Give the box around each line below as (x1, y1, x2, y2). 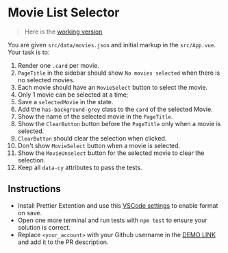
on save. (17, 208, 42, 217)
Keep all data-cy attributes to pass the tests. (17, 163, 142, 171)
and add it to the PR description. (17, 238, 109, 246)
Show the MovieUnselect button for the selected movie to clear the (17, 149, 205, 157)
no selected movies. (17, 75, 75, 84)
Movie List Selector (8, 5, 120, 21)
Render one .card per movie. (17, 61, 100, 69)
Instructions (8, 183, 61, 195)
